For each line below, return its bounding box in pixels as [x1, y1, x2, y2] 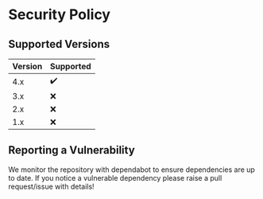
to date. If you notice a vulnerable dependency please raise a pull [8, 173, 222, 182]
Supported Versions [8, 37, 110, 51]
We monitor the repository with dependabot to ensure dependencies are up [8, 165, 256, 174]
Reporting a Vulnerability [8, 143, 135, 157]
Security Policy [8, 6, 111, 24]
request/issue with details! [8, 181, 95, 191]
